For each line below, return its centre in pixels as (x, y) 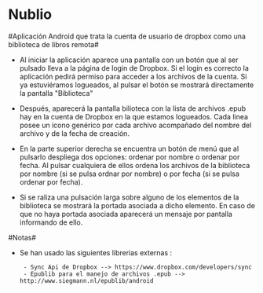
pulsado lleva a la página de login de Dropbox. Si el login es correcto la (134, 68)
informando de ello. (51, 222)
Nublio (30, 15)
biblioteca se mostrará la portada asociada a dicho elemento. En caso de (137, 205)
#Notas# (22, 237)
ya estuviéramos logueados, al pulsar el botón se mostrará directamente (137, 85)
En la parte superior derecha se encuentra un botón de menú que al (129, 148)
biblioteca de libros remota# (54, 44)
